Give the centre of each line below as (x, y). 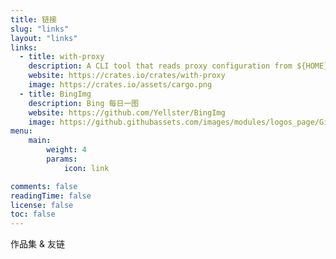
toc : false (33, 214)
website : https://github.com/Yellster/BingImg (127, 112)
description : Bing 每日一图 (84, 103)
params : (62, 159)
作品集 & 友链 (37, 244)
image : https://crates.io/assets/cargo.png (120, 85)
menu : (21, 131)
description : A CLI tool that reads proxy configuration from (160, 66)
